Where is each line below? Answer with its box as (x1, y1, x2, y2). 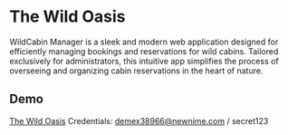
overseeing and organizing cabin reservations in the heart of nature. (9, 65, 264, 76)
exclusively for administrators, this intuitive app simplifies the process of (9, 55, 279, 66)
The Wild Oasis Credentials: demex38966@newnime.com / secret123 (9, 115, 269, 126)
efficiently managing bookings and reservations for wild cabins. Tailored (9, 45, 279, 56)
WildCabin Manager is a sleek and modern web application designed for (9, 36, 279, 47)
